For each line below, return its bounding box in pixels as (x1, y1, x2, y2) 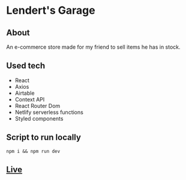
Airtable (14, 89, 35, 97)
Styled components (14, 115, 64, 122)
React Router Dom (14, 102, 61, 109)
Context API (14, 95, 45, 103)
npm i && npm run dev (6, 148, 61, 154)
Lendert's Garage (6, 4, 95, 17)
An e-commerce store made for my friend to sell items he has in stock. (6, 43, 181, 50)
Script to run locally (6, 133, 81, 143)
